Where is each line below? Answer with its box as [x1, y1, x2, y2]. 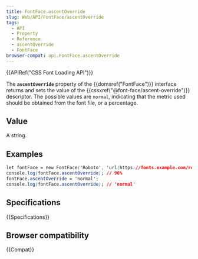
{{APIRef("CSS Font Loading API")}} [6, 69, 94, 76]
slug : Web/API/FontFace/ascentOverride [6, 14, 104, 20]
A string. [6, 132, 27, 139]
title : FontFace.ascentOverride [6, 8, 85, 15]
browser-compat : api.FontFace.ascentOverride [6, 53, 120, 59]
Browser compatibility [6, 230, 90, 240]
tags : [6, 20, 19, 25]
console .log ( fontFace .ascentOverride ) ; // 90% [6, 170, 123, 176]
